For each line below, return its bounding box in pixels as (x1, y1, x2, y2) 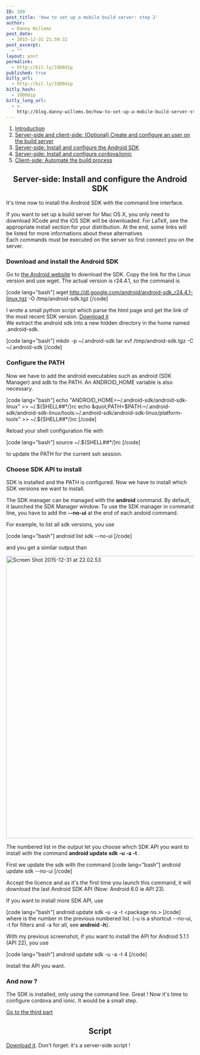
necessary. (6, 385, 34, 392)
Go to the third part (6, 1008, 53, 1016)
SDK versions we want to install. (6, 485, 85, 493)
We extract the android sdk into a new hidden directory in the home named (6, 319, 190, 327)
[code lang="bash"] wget (6, 289, 68, 296)
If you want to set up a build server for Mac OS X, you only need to (6, 211, 170, 218)
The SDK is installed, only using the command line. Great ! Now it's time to (6, 991, 188, 998)
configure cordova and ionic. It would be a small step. (6, 997, 138, 1004)
